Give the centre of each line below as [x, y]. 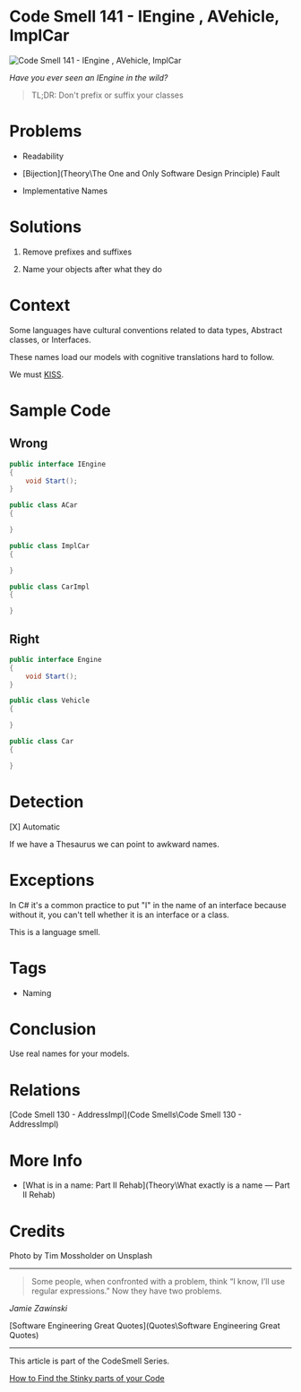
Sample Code [60, 410]
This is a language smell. [55, 932]
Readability [43, 156]
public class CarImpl [50, 587]
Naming [37, 992]
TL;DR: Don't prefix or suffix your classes [107, 95]
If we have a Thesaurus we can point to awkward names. [114, 844]
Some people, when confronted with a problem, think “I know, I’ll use [158, 1282]
